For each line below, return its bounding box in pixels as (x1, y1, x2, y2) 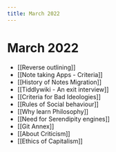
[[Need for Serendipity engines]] (17, 115, 110, 123)
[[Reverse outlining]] (17, 63, 76, 71)
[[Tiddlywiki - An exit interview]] (17, 85, 109, 94)
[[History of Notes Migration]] (17, 78, 102, 86)
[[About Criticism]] (17, 129, 70, 137)
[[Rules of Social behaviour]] (17, 100, 99, 108)
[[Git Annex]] (17, 122, 55, 130)
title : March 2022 (7, 10, 60, 17)
